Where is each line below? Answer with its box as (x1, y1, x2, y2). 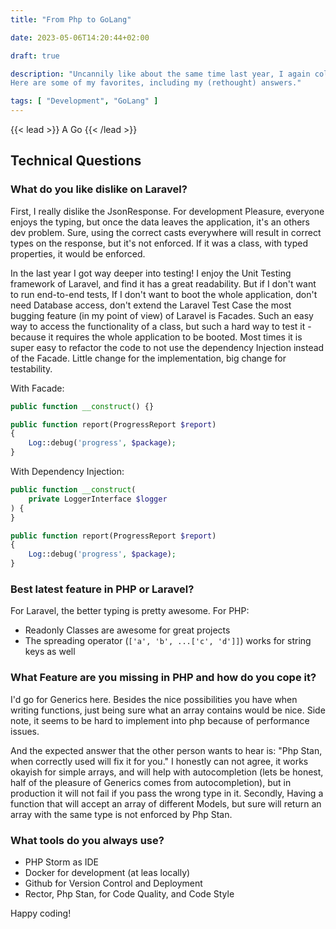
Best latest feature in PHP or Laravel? (10, 582, 195, 596)
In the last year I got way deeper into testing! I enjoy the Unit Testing (10, 267, 292, 279)
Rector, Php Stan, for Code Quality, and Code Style (24, 887, 235, 900)
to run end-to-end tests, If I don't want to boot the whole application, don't (10, 288, 318, 300)
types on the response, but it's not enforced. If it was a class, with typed (10, 237, 308, 249)
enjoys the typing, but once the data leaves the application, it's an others (10, 216, 311, 228)
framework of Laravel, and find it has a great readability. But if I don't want (10, 277, 317, 290)
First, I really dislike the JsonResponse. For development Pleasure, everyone (10, 205, 325, 217)
